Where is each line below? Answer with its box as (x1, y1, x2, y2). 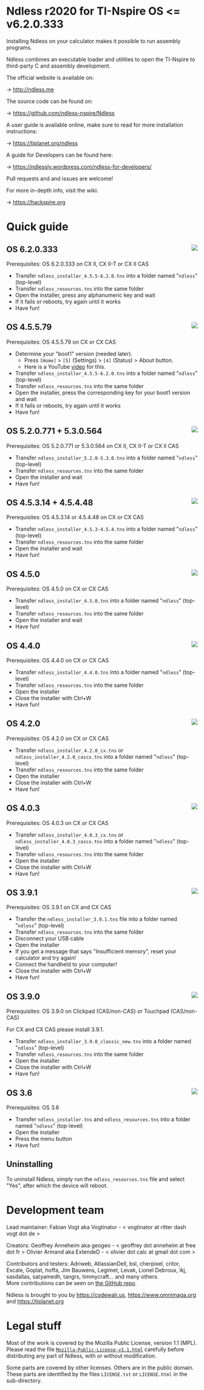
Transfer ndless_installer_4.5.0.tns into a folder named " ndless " (15, 597, 182, 605)
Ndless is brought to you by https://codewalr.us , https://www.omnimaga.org (6, 1291, 196, 1299)
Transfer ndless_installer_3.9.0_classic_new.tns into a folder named (15, 1038, 191, 1045)
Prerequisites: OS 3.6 (6, 1104, 59, 1112)
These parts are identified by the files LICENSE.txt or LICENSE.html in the (6, 1370, 188, 1378)
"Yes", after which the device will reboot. (6, 1182, 108, 1189)
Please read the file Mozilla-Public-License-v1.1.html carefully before (6, 1346, 185, 1353)
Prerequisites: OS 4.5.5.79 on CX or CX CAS (6, 338, 117, 346)
